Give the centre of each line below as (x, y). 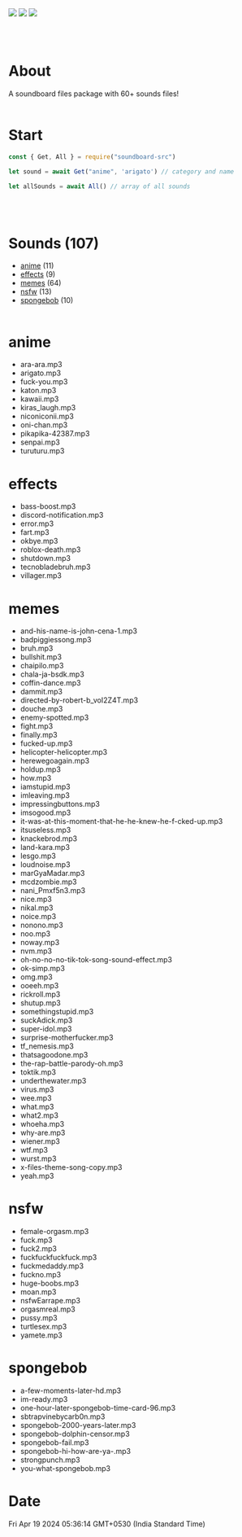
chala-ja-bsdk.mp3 (52, 674)
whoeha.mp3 (42, 1124)
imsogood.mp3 (45, 812)
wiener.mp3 (40, 1141)
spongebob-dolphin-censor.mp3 (75, 1434)
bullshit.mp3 (41, 657)
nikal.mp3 (37, 908)
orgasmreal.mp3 (48, 1309)
